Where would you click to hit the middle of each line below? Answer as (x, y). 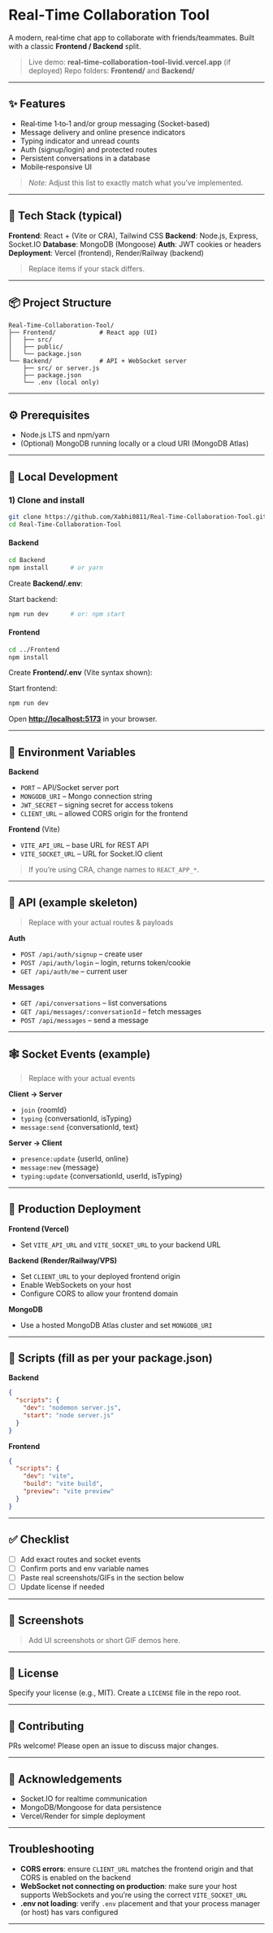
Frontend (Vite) (35, 829)
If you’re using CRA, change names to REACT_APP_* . (113, 870)
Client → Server (35, 1094)
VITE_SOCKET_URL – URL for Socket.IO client (91, 854)
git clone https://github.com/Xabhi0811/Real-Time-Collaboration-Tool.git (138, 516)
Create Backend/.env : (46, 583)
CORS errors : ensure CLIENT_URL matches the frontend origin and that (136, 1869)
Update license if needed (62, 1587)
